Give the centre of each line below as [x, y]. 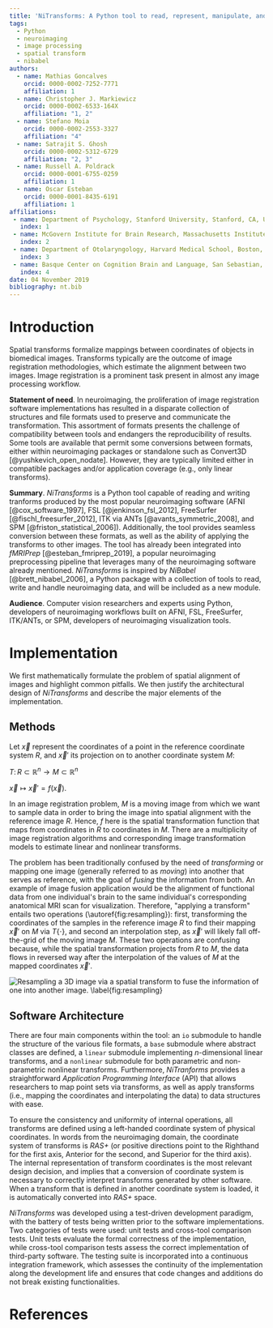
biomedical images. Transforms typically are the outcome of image [121, 358]
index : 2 [34, 242]
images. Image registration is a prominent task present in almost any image [134, 376]
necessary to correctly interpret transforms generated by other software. [131, 1181]
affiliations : [33, 211]
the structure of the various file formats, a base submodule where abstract [132, 1044]
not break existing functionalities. [65, 1282]
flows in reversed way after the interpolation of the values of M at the [124, 958]
